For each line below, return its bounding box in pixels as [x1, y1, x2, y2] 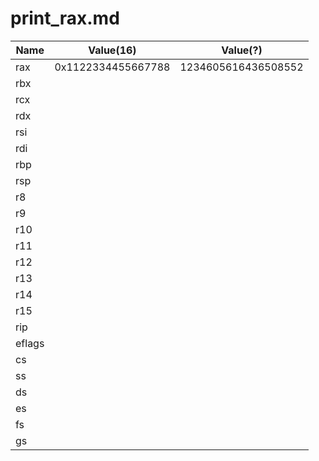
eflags [15, 336, 45, 350]
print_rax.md [10, 7, 120, 30]
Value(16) [88, 43, 137, 57]
